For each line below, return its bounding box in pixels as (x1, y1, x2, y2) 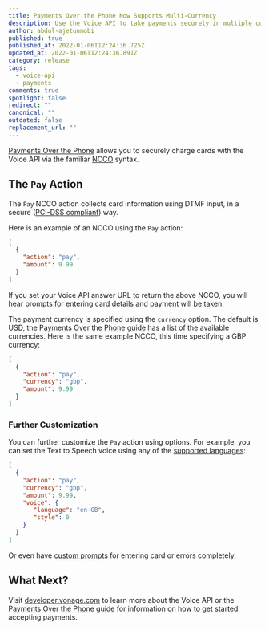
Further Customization (8, 419, 98, 430)
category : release (8, 57, 70, 65)
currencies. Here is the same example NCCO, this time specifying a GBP (8, 331, 247, 341)
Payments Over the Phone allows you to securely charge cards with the (8, 145, 244, 155)
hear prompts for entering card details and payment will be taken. (8, 299, 224, 308)
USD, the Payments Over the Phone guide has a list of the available (8, 323, 230, 332)
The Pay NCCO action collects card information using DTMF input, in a (8, 198, 239, 209)
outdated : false (8, 116, 62, 124)
